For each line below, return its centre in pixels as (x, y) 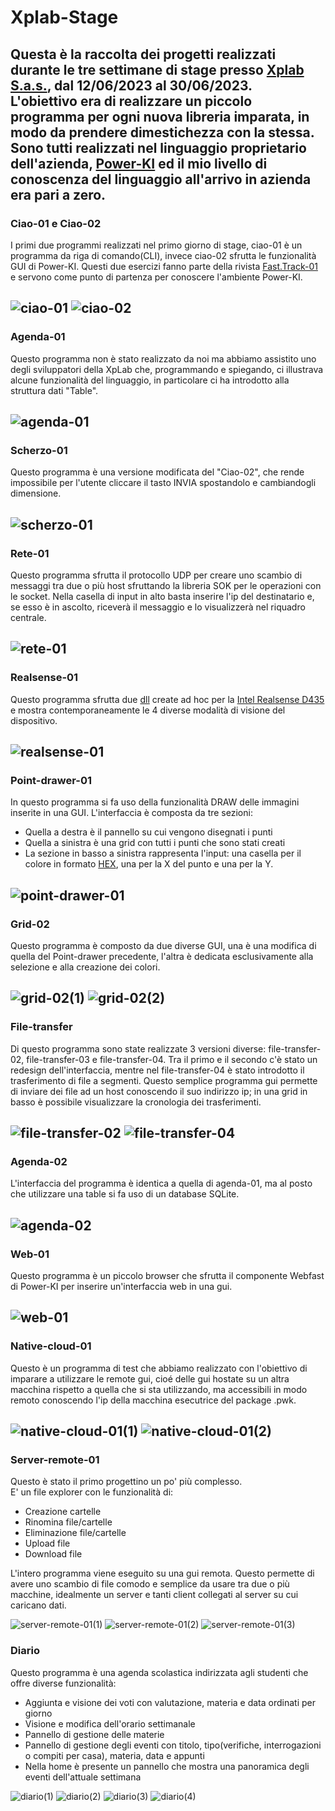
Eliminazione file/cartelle (75, 1533)
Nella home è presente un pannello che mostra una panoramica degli (167, 1766)
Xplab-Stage (64, 17)
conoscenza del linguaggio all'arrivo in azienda (161, 179)
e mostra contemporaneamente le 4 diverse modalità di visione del (148, 710)
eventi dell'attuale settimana (83, 1777)
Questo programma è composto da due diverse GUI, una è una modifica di (163, 945)
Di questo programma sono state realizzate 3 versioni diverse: (138, 1048)
